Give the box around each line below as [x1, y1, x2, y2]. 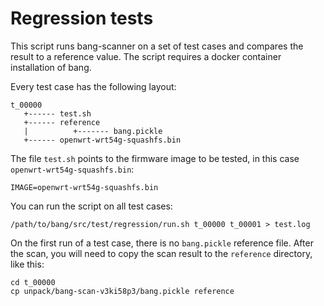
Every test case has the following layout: [10, 80, 177, 92]
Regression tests [10, 7, 154, 30]
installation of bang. [10, 61, 92, 73]
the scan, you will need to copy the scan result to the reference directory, [10, 247, 313, 259]
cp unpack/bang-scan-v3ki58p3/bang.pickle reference [10, 286, 235, 296]
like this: [10, 258, 45, 270]
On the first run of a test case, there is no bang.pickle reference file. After [10, 237, 314, 249]
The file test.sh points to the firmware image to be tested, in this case [10, 152, 300, 164]
